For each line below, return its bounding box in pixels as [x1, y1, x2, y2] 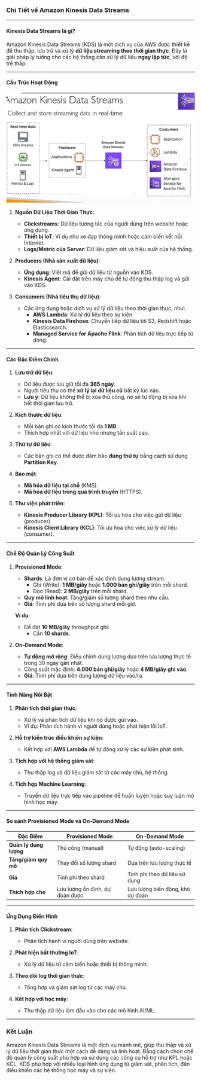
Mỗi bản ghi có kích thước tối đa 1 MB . [23, 423, 118, 430]
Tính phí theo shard [56, 874, 105, 881]
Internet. [23, 239, 45, 246]
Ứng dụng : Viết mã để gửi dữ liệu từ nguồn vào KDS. [23, 269, 154, 276]
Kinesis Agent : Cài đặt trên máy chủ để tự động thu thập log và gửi [23, 275, 190, 282]
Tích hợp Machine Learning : [14, 780, 87, 788]
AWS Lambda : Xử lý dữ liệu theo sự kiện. [32, 311, 135, 318]
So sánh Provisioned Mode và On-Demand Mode [6, 817, 130, 825]
